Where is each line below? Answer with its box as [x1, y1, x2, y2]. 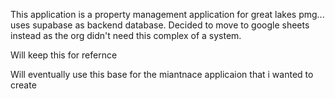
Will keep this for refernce [10, 49, 118, 61]
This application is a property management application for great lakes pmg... [10, 9, 325, 20]
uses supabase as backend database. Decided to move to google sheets [10, 19, 310, 31]
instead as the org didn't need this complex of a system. [10, 30, 242, 41]
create [10, 79, 37, 91]
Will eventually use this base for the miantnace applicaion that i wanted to [10, 69, 314, 80]
